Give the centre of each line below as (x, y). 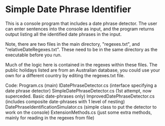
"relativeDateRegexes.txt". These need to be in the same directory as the (81, 49)
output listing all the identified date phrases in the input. (63, 34)
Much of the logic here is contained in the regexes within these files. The (81, 65)
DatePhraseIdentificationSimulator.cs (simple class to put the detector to (81, 107)
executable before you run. (34, 55)
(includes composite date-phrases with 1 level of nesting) (65, 101)
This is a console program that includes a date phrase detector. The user (81, 23)
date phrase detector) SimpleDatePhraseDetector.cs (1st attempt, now (78, 90)
